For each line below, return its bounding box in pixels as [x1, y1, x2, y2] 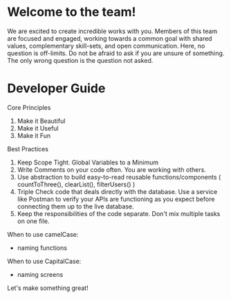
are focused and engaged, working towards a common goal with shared [7, 34, 212, 42]
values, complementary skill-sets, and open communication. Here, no [7, 41, 205, 50]
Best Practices [7, 144, 48, 153]
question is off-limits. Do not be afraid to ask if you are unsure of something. [7, 49, 225, 57]
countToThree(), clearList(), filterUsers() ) [17, 180, 136, 189]
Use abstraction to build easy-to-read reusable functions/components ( [17, 173, 221, 181]
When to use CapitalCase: [7, 257, 82, 265]
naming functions [17, 243, 68, 252]
